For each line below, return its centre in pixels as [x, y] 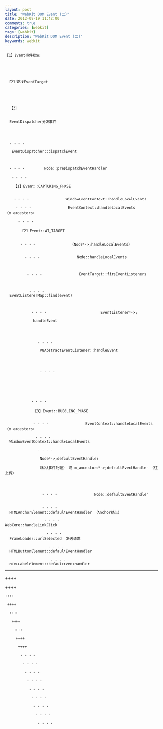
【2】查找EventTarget [27, 82]
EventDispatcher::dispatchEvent [44, 151]
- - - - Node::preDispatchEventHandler [58, 168]
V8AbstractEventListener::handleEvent [79, 350]
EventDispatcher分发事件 [33, 122]
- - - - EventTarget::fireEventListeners [86, 274]
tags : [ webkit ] [20, 32]
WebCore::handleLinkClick [31, 525]
